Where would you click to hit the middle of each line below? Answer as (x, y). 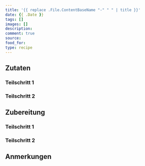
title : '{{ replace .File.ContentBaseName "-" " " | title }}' (73, 10)
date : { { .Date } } (24, 15)
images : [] (17, 24)
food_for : (16, 43)
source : (13, 38)
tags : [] (14, 19)
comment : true (20, 33)
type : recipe (19, 48)
